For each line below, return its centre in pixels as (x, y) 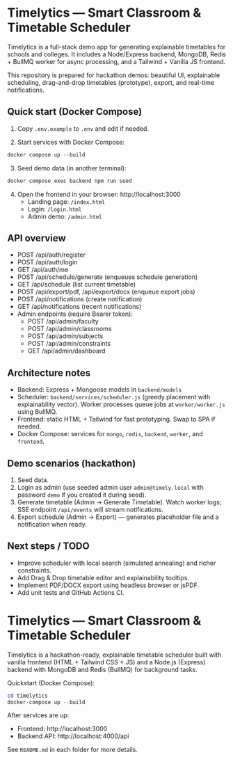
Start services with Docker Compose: (71, 142)
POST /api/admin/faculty (63, 321)
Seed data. (33, 480)
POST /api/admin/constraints (69, 344)
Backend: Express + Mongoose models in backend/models (99, 390)
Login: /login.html (55, 209)
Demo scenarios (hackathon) (72, 463)
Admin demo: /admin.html (65, 216)
